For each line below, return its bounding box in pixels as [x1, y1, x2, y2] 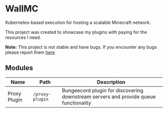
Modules [5, 64, 33, 72]
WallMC [5, 3, 38, 14]
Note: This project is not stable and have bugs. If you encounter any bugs [5, 44, 157, 50]
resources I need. [5, 34, 41, 40]
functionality [61, 99, 91, 106]
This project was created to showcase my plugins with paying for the [5, 29, 147, 35]
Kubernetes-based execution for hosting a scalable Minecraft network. [5, 19, 151, 25]
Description [96, 78, 125, 85]
